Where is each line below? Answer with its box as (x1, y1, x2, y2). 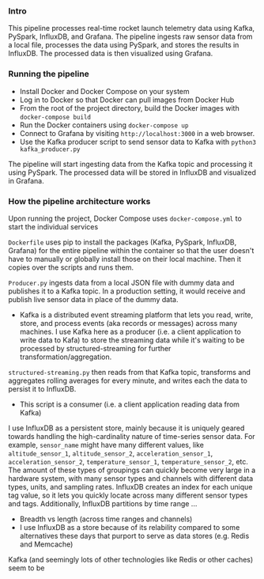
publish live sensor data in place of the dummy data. (8, 294, 179, 304)
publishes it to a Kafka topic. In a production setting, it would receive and (8, 286, 246, 296)
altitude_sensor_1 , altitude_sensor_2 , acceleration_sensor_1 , (8, 448, 213, 458)
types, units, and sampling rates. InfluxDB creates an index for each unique (8, 482, 253, 491)
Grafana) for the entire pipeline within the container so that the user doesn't (8, 245, 255, 255)
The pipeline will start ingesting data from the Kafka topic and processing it (8, 159, 253, 168)
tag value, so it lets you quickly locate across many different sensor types (8, 490, 248, 500)
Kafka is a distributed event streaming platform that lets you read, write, (19, 310, 254, 320)
